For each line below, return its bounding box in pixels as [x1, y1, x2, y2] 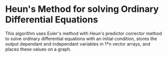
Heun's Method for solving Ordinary [5, 3, 159, 15]
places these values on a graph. [5, 46, 71, 52]
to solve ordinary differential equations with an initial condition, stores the [5, 36, 157, 42]
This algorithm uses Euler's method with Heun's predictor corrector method [5, 30, 162, 36]
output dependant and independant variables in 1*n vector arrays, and [5, 41, 151, 47]
